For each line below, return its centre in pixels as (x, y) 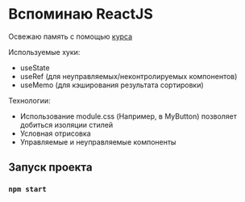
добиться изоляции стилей (66, 124)
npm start (27, 189)
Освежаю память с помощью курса (71, 36)
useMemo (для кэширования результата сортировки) (112, 85)
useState (35, 67)
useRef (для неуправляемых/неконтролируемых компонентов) (129, 76)
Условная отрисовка (55, 133)
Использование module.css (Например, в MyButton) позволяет (129, 116)
